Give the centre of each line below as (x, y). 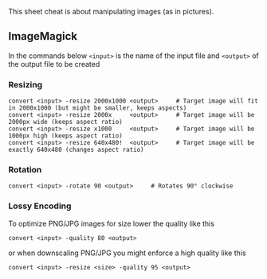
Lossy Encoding (40, 206)
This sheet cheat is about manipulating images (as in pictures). (111, 12)
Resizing (26, 84)
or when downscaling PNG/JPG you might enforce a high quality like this (127, 253)
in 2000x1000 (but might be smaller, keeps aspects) (98, 108)
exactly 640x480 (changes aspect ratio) (77, 150)
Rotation (25, 170)
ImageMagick (43, 36)
